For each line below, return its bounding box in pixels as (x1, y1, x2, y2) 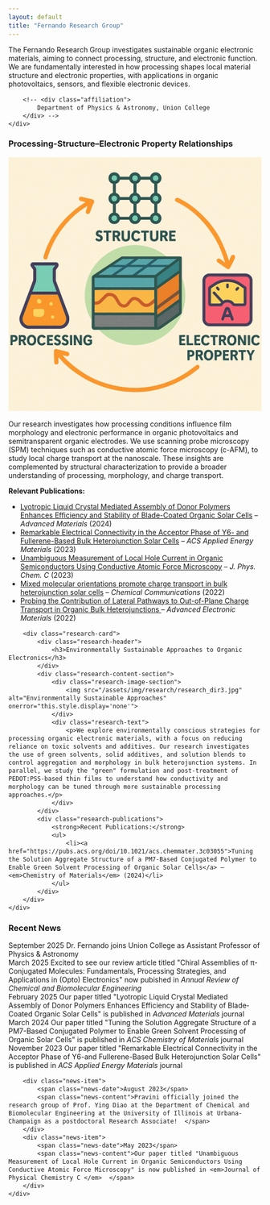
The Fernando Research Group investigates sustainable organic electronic (8, 44, 254, 54)
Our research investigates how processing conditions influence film (8, 419, 231, 429)
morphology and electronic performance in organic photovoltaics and (8, 427, 239, 437)
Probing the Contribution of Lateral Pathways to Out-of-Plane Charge (19, 596, 249, 605)
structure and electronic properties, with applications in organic (8, 70, 219, 80)
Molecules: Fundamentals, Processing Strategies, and (48, 966, 227, 976)
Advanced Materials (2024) (19, 518, 112, 528)
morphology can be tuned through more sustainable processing (8, 783, 221, 791)
